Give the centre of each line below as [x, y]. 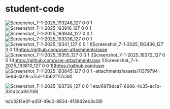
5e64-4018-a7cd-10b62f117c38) [39, 76]
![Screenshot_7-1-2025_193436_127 [127, 44]
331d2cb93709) [22, 91]
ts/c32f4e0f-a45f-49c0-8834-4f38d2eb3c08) [54, 101]
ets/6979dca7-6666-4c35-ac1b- [127, 86]
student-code [35, 9]
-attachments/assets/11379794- [127, 71]
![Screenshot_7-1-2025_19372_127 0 [128, 55]
